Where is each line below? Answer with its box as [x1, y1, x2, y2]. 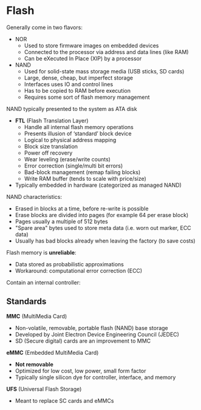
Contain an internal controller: [6, 278, 81, 286]
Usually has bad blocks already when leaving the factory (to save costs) [15, 237, 196, 244]
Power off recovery [24, 149, 73, 156]
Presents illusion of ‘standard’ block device [24, 130, 132, 137]
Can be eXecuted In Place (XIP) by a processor [24, 55, 142, 62]
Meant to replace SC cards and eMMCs [15, 397, 114, 404]
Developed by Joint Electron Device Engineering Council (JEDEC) [15, 331, 179, 338]
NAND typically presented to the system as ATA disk [6, 105, 138, 112]
